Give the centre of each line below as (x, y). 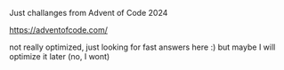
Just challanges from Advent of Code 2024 (89, 13)
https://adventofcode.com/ (59, 30)
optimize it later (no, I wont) (60, 56)
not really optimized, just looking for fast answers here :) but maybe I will (142, 47)
